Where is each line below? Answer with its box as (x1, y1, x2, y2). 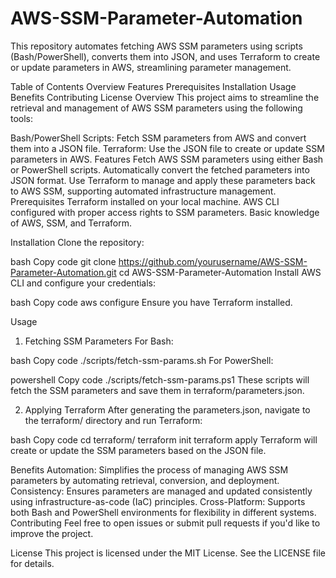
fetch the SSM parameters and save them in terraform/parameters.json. (10, 384, 305, 396)
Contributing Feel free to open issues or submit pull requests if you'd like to (10, 517, 321, 529)
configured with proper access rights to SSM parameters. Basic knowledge (10, 206, 320, 218)
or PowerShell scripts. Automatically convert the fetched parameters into (10, 163, 310, 176)
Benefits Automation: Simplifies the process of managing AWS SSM (10, 463, 289, 476)
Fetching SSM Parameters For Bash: (24, 335, 174, 347)
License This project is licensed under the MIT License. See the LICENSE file (10, 547, 326, 559)
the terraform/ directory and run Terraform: (24, 414, 203, 426)
